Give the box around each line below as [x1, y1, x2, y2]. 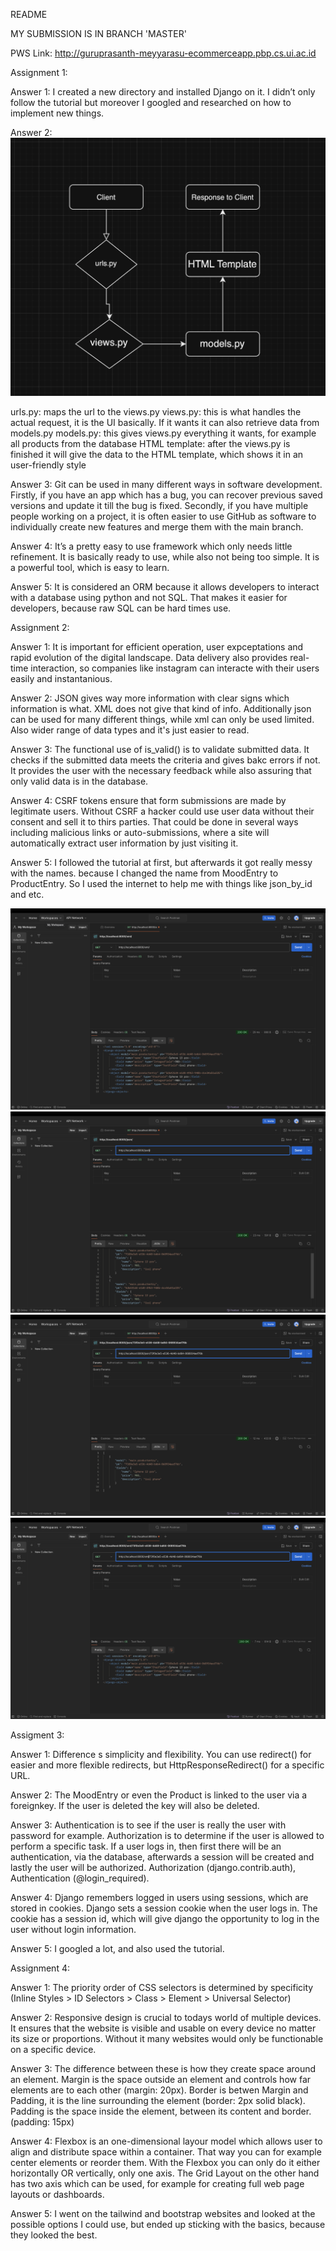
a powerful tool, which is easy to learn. [10, 561, 170, 573]
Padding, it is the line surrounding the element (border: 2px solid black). [10, 2094, 306, 2106]
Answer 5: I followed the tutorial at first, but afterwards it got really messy [10, 856, 313, 868]
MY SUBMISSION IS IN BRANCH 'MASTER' [10, 28, 187, 39]
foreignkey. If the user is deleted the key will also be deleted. [10, 1799, 260, 1811]
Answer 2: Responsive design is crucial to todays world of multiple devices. [10, 2011, 322, 2023]
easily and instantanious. [10, 672, 113, 684]
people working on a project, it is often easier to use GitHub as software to [10, 510, 317, 522]
